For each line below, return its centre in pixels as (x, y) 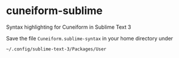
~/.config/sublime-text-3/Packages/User (57, 49)
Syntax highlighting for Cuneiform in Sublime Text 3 (69, 27)
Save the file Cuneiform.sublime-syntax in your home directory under (90, 38)
